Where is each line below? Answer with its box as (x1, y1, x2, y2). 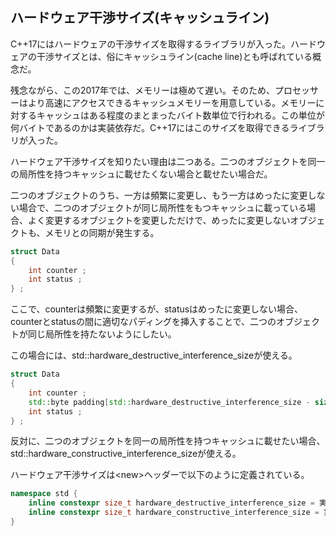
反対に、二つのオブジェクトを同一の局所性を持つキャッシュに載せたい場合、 (10, 435, 326, 447)
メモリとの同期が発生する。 (44, 226, 160, 238)
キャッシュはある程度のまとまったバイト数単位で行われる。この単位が (36, 109, 325, 121)
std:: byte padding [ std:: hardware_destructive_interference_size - (28, 397, 311, 407)
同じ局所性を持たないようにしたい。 (27, 328, 177, 340)
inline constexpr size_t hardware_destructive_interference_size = (28, 498, 315, 508)
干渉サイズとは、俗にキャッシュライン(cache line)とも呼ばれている (36, 50, 313, 62)
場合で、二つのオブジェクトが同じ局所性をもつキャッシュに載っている (18, 201, 308, 213)
